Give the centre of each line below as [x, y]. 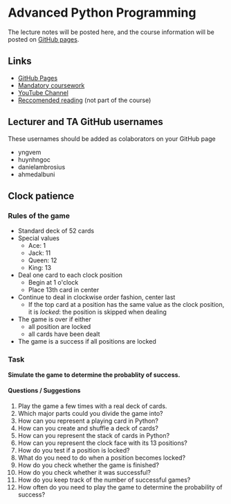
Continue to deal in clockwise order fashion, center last [96, 297]
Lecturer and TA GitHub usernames [85, 122]
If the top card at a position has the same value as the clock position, [126, 305]
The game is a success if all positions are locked [87, 342]
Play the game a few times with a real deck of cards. [92, 406]
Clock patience [41, 196]
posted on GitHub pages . [44, 39]
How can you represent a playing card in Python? [88, 421]
